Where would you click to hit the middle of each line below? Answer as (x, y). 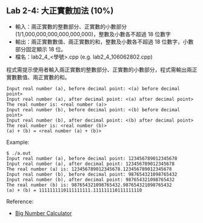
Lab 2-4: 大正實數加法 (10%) (60, 11)
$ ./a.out (19, 153)
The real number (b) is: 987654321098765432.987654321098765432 (89, 185)
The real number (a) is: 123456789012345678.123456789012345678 (89, 169)
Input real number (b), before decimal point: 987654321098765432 (92, 174)
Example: (18, 142)
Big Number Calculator (44, 213)
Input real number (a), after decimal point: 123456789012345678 (90, 164)
